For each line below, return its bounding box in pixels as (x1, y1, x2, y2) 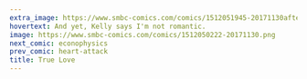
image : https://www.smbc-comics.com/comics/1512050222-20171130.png (9, 30, 276, 39)
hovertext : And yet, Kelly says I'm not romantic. (9, 22, 206, 31)
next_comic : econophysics (9, 38, 108, 48)
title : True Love (9, 55, 76, 64)
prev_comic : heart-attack (9, 47, 108, 56)
